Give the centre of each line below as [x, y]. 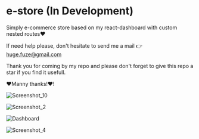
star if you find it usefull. [36, 72]
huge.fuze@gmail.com [34, 54]
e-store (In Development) [70, 11]
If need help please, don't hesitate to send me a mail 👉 [74, 45]
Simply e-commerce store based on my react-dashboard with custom [92, 27]
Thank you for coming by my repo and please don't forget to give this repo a [100, 66]
